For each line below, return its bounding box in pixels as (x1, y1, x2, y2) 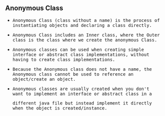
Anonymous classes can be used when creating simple (12, 47, 145, 52)
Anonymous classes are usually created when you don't (12, 86, 150, 92)
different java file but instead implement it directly (12, 100, 152, 106)
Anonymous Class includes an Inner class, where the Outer (12, 32, 160, 38)
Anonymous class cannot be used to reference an (12, 71, 134, 77)
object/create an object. (12, 76, 76, 82)
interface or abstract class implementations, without (12, 52, 150, 57)
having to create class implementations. (12, 57, 116, 62)
